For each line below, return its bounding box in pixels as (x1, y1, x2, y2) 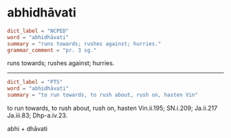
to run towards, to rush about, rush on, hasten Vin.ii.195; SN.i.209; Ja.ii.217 (7, 104, 218, 113)
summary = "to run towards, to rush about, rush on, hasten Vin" (7, 91, 198, 99)
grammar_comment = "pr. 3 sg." (7, 47, 97, 54)
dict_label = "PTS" (7, 79, 63, 86)
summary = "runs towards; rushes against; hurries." (7, 40, 162, 47)
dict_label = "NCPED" (7, 27, 69, 34)
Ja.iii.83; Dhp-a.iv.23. (7, 111, 68, 119)
